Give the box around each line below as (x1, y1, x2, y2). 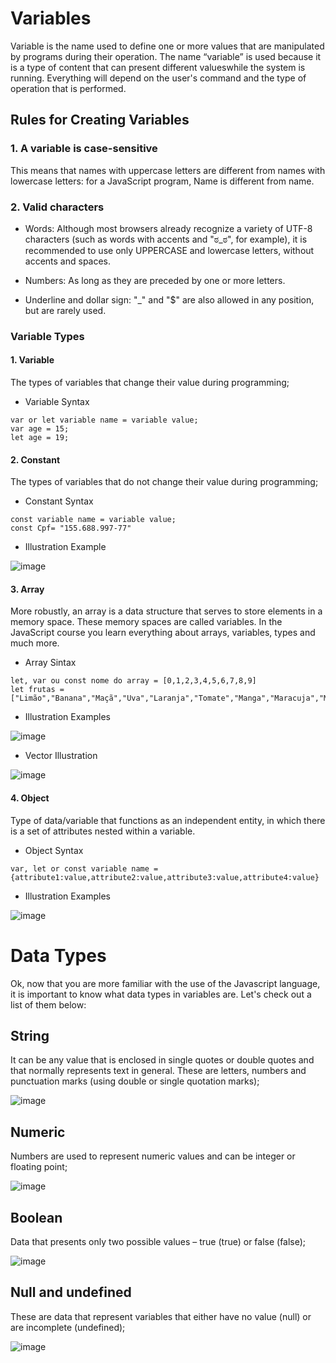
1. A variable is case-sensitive (10, 142, 158, 156)
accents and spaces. (24, 255, 112, 267)
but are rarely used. (24, 304, 107, 316)
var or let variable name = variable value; (10, 415, 199, 426)
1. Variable (10, 354, 55, 366)
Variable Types (10, 329, 85, 343)
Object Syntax (24, 844, 84, 856)
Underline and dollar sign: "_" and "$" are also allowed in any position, (24, 293, 315, 306)
